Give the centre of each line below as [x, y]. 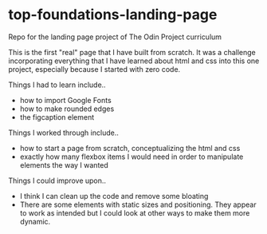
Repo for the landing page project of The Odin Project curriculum [115, 37]
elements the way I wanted [64, 165]
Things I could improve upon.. [57, 180]
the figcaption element [57, 117]
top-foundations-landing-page [113, 15]
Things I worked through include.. [64, 133]
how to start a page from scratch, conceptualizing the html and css [130, 148]
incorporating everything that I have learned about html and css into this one [134, 61]
